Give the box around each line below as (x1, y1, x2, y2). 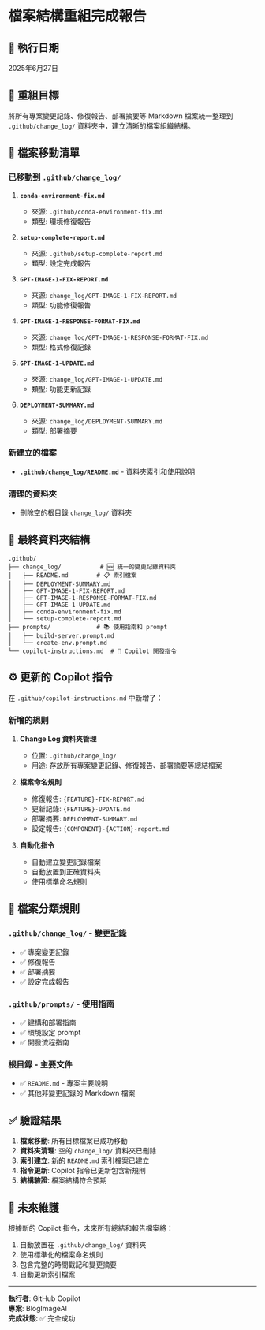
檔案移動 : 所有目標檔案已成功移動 (19, 1136, 128, 1146)
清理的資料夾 (8, 488, 58, 499)
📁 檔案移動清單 (8, 147, 80, 160)
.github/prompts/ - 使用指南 (8, 998, 114, 1009)
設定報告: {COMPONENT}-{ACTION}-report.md (31, 824, 170, 833)
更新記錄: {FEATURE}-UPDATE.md (31, 804, 131, 814)
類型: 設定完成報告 (31, 258, 91, 268)
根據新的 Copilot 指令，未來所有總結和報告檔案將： (8, 1223, 174, 1232)
